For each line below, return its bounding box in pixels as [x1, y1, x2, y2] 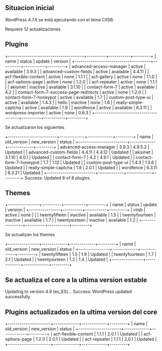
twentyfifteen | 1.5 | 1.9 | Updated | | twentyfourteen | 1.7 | [42, 252, 157, 257]
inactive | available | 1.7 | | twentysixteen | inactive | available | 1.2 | [5, 217, 138, 223]
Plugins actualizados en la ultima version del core [5, 308, 158, 316]
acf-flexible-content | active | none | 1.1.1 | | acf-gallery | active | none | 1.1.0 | [5, 74, 157, 80]
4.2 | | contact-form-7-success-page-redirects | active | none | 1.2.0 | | [5, 89, 147, 95]
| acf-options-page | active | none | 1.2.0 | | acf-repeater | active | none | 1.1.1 [5, 79, 157, 84]
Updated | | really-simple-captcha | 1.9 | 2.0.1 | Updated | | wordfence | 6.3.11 [5, 164, 157, 170]
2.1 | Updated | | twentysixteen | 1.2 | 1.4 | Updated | [5, 256, 108, 262]
